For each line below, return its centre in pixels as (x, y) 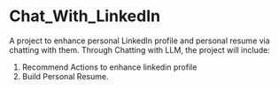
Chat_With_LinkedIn (85, 16)
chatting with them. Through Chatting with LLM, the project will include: (139, 49)
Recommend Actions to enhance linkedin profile (109, 67)
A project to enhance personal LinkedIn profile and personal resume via (139, 41)
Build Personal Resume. (65, 76)
